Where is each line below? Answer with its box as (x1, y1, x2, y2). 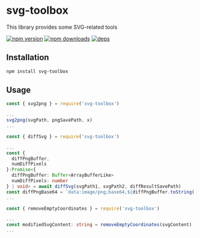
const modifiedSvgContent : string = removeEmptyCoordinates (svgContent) (6, 222, 192, 228)
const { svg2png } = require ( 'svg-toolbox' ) (6, 101, 120, 107)
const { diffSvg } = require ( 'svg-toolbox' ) (6, 133, 120, 140)
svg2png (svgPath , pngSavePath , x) (6, 118, 93, 123)
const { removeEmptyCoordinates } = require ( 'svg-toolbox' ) (6, 205, 160, 212)
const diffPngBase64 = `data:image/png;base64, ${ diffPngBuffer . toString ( (6, 189, 195, 195)
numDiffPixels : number (11, 178, 68, 184)
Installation (6, 52, 49, 63)
